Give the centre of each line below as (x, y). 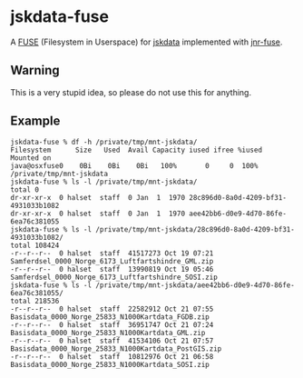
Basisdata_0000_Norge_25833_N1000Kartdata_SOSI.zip (110, 364)
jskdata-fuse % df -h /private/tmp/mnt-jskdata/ (104, 142)
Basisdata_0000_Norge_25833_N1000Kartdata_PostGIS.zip (116, 348)
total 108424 (35, 245)
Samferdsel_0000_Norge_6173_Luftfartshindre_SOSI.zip (114, 277)
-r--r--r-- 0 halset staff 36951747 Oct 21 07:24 (112, 324)
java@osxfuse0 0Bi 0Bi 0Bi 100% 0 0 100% (134, 165)
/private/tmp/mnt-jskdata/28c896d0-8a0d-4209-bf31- (195, 229)
